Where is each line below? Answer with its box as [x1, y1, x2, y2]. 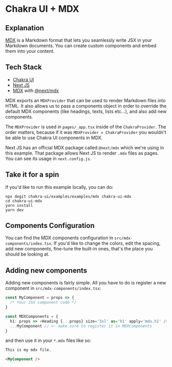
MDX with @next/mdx [12, 87, 59, 93]
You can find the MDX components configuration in [5, 235, 114, 241]
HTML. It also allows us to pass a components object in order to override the [5, 103, 167, 109]
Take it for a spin [5, 170, 59, 179]
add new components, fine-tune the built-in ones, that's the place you [5, 246, 153, 252]
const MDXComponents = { [5, 314, 58, 319]
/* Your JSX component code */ [10, 300, 77, 305]
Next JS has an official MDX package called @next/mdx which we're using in [5, 144, 164, 150]
